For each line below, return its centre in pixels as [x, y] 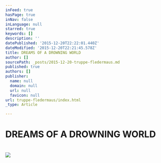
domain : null [24, 86]
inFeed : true [19, 10]
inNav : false [19, 19]
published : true [22, 67]
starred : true [20, 29]
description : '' [22, 39]
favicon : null [25, 95]
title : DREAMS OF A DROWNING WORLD [43, 52]
